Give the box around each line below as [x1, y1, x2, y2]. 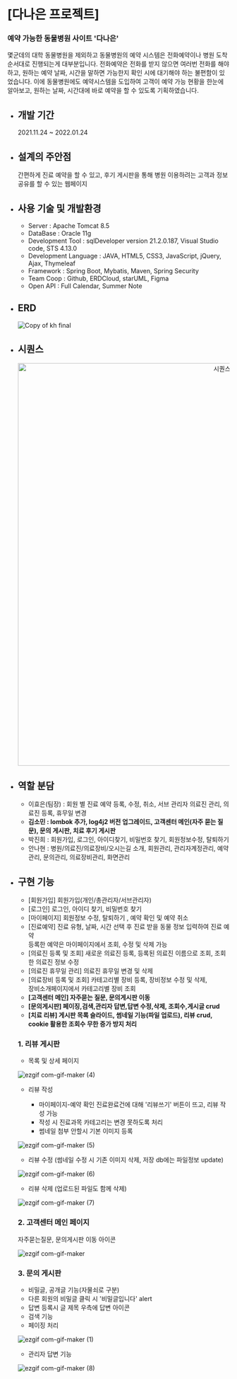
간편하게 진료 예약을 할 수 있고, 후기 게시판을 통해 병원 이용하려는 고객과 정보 [17, 171, 229, 179]
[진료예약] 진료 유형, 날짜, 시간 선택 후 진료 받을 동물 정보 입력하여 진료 [28, 922, 222, 931]
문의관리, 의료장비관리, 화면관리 [43, 853, 130, 862]
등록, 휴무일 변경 [41, 808, 87, 818]
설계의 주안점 [17, 150, 72, 163]
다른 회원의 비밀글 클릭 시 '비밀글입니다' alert [28, 1295, 153, 1303]
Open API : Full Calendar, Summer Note [28, 281, 142, 290]
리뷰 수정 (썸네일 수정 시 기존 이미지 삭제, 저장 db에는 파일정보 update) [28, 1155, 224, 1165]
